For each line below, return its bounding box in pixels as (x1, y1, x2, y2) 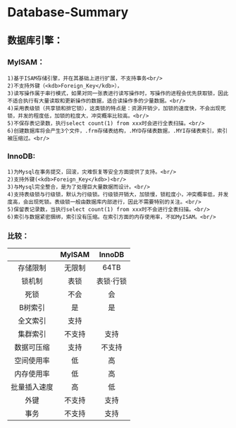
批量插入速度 (11, 382, 54, 392)
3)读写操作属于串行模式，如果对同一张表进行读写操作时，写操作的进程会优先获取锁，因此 (7, 90, 229, 97)
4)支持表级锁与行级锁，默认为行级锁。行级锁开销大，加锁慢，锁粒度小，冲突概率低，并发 (7, 191, 229, 198)
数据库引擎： (7, 34, 63, 46)
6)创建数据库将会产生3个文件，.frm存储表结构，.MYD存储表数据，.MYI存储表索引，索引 (7, 127, 228, 134)
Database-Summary (7, 4, 129, 20)
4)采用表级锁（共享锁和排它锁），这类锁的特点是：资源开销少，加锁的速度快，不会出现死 (7, 105, 226, 112)
